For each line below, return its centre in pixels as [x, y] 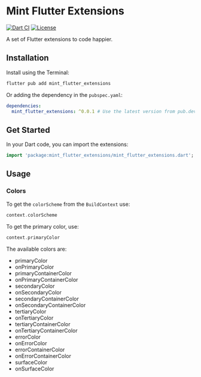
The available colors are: [36, 249]
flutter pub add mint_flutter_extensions [59, 83]
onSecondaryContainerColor [50, 305]
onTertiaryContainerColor [46, 330]
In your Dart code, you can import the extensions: [67, 144]
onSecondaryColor [38, 292]
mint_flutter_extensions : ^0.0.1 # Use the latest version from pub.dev [104, 111]
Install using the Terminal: [38, 72]
